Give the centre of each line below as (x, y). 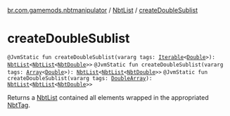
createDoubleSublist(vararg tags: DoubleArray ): (80, 78)
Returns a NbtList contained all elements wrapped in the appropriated (108, 97)
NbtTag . (19, 105)
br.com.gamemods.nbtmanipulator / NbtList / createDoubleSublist (103, 10)
